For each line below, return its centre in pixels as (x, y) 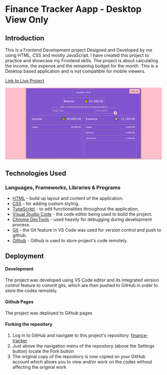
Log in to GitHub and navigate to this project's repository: (71, 335)
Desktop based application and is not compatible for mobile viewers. (75, 71)
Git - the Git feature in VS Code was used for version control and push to (87, 230)
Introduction (25, 38)
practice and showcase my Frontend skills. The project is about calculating (82, 60)
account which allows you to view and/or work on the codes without (82, 362)
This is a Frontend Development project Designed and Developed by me (79, 50)
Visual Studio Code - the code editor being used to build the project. (82, 214)
